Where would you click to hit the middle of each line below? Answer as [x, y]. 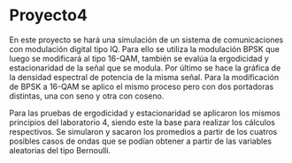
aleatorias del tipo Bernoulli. [60, 150]
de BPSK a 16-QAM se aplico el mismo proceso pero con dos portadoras [142, 86]
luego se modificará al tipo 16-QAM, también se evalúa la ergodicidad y [139, 58]
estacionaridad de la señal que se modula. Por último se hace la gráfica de [145, 68]
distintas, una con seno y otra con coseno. [87, 96]
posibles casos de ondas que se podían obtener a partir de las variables [141, 141]
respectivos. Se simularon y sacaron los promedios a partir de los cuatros [143, 131]
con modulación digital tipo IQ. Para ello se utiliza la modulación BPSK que [145, 48]
